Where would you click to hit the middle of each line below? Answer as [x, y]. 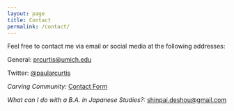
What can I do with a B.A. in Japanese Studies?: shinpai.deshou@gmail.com [117, 100]
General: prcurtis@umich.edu [49, 60]
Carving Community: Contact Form [57, 87]
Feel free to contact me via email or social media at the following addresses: [116, 46]
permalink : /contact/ [39, 26]
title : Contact [29, 20]
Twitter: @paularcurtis [39, 73]
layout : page [26, 14]
